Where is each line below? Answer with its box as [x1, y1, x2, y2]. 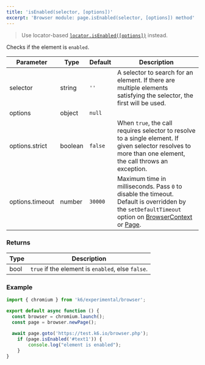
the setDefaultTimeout [117, 205, 182, 213]
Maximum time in [117, 174, 167, 183]
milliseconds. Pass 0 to [117, 182, 182, 190]
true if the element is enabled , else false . [30, 264, 148, 273]
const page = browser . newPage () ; [12, 319, 97, 325]
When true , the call [117, 119, 173, 127]
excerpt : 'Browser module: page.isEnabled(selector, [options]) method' [6, 15, 195, 21]
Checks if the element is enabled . [6, 43, 90, 51]
